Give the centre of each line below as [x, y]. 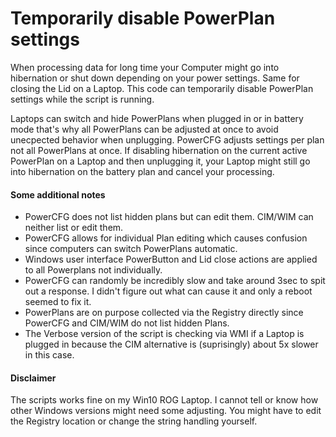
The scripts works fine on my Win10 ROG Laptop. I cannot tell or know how [164, 400]
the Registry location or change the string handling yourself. [134, 421]
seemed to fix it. [58, 302]
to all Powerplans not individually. [93, 270]
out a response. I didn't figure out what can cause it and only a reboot [168, 291]
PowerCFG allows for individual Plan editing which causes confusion [166, 238]
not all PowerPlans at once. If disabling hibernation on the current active [159, 150]
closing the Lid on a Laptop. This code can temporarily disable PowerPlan [162, 88]
